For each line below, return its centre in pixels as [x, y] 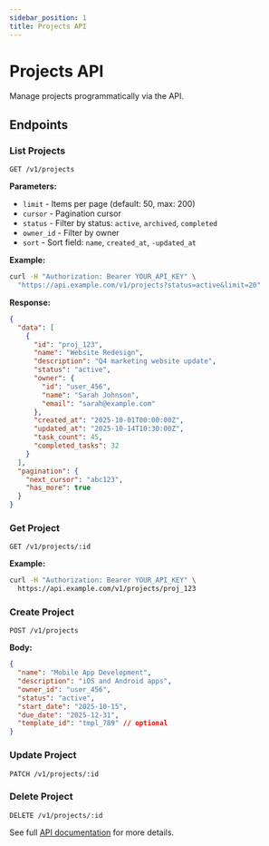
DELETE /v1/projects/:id [56, 815]
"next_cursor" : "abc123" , [75, 479]
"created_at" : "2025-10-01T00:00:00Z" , [108, 420]
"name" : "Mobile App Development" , [85, 673]
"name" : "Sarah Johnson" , [91, 395]
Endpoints [39, 125]
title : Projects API [48, 26]
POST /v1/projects [44, 631]
